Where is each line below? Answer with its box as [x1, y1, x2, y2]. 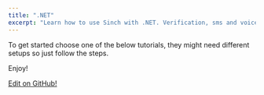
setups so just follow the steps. [8, 48, 109, 58]
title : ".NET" [8, 11, 55, 19]
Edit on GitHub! [8, 79, 57, 88]
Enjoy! [8, 63, 29, 72]
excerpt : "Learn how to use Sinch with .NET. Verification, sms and [8, 19, 237, 26]
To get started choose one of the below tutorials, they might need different [8, 40, 250, 49]
